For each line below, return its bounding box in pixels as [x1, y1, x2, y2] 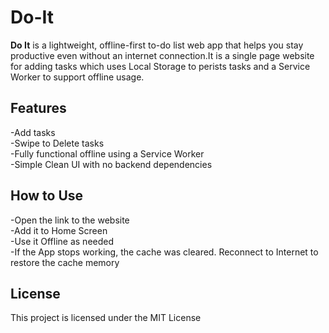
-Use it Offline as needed [10, 235, 115, 247]
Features [10, 100, 67, 117]
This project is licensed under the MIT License [10, 312, 202, 324]
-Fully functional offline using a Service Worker [10, 147, 205, 160]
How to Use [10, 187, 84, 205]
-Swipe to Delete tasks [10, 137, 105, 149]
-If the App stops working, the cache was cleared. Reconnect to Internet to [10, 246, 319, 258]
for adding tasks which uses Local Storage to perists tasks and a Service [10, 60, 311, 72]
